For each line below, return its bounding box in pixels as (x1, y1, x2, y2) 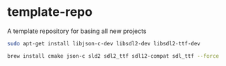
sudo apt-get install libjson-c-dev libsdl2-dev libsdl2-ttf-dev (7, 40, 200, 47)
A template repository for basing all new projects (7, 27, 147, 35)
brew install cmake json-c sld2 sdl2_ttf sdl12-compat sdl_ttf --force (7, 52, 219, 59)
